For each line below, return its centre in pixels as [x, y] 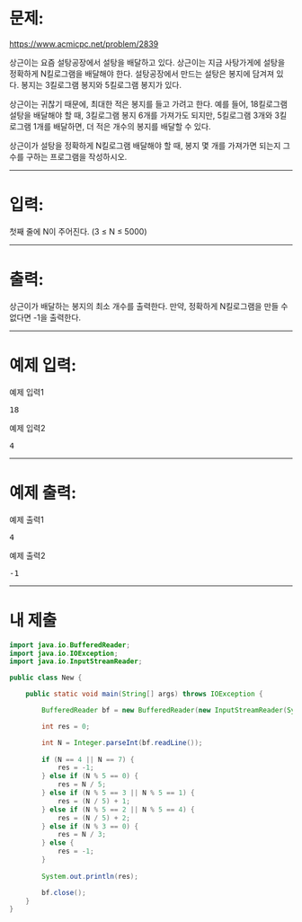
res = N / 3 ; [81, 835]
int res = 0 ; [66, 726]
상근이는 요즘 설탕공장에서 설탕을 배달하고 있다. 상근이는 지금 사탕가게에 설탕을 [147, 62]
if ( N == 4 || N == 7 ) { [88, 759]
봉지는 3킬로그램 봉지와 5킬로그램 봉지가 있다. [102, 84]
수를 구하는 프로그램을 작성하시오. [68, 156]
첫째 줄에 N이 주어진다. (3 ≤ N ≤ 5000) [78, 231]
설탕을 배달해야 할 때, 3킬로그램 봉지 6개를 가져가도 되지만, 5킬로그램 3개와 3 [145, 115]
